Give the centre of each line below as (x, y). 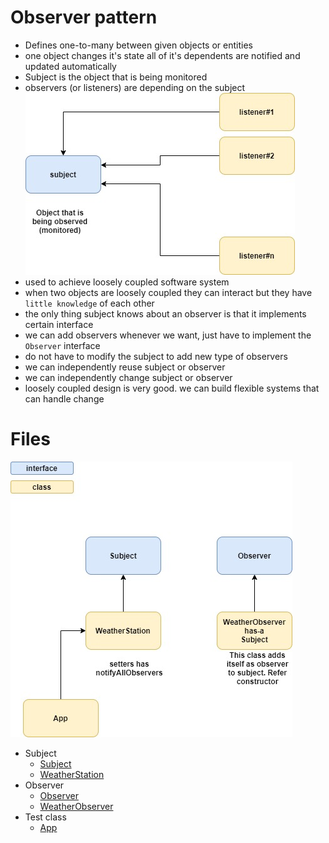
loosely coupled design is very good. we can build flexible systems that (172, 388)
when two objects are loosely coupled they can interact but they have (168, 292)
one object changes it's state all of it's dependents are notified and (162, 55)
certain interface (59, 324)
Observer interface (62, 345)
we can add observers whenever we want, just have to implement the (168, 335)
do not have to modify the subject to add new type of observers (156, 356)
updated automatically (70, 66)
